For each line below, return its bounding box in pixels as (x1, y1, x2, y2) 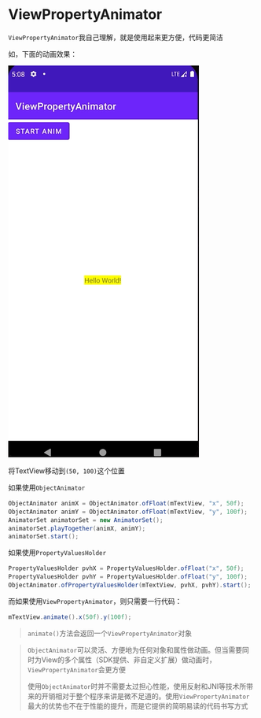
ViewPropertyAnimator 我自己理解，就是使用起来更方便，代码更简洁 (8, 32, 224, 42)
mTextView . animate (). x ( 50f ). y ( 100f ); (8, 613, 132, 621)
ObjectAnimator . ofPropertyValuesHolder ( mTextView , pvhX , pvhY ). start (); (8, 581, 252, 590)
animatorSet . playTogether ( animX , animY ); (8, 524, 146, 532)
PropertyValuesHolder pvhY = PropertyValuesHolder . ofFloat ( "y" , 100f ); (8, 573, 248, 581)
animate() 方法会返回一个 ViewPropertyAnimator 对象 (27, 628, 193, 638)
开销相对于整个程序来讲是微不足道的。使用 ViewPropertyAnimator (41, 691, 250, 701)
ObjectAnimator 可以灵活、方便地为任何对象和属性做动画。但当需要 (27, 645, 243, 654)
